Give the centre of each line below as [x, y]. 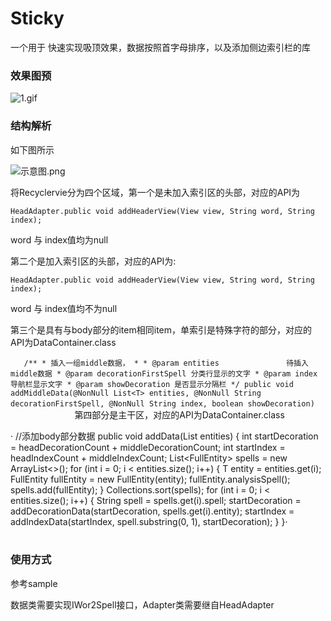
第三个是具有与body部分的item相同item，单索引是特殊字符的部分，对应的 [161, 329]
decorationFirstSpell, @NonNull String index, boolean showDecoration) [162, 403]
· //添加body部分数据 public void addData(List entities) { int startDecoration [164, 436]
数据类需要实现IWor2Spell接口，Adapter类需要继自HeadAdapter [142, 604]
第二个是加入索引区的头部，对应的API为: [93, 261]
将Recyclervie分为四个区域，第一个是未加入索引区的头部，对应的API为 [155, 192]
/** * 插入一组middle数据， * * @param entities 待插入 [166, 363]
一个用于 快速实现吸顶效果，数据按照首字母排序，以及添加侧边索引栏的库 [160, 47]
